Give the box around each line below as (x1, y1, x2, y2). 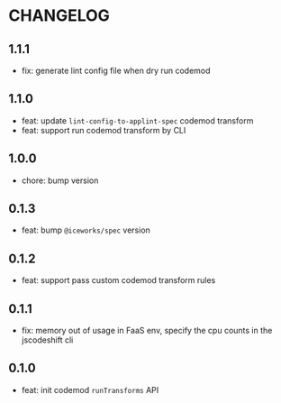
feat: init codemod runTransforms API (21, 384, 159, 395)
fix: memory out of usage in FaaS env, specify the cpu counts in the (21, 325, 273, 336)
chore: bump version (21, 175, 99, 186)
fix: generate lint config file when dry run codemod (21, 65, 211, 76)
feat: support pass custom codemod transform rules (21, 275, 216, 286)
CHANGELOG (8, 5, 110, 26)
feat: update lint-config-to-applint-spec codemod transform (21, 114, 254, 126)
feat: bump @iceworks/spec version (21, 224, 150, 235)
